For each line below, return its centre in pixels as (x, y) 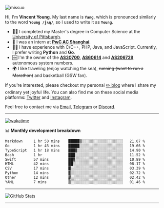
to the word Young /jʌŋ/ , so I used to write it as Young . (59, 22)
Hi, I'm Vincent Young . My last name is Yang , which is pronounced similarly (81, 17)
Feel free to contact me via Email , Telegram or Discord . (60, 107)
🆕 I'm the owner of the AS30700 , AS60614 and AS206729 (73, 57)
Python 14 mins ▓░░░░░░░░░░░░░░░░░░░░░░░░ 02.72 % (75, 173)
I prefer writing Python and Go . (44, 52)
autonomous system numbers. (43, 63)
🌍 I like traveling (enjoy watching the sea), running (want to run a (78, 68)
